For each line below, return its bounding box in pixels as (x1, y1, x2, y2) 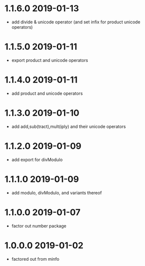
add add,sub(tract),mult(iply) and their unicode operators (11, 124, 126, 129)
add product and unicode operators (11, 90, 83, 96)
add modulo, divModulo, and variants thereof (11, 190, 102, 195)
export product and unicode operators (11, 57, 88, 63)
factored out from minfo (11, 256, 60, 262)
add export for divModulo (11, 157, 63, 162)
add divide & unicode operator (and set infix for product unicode (11, 19, 141, 25)
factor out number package (11, 223, 66, 229)
